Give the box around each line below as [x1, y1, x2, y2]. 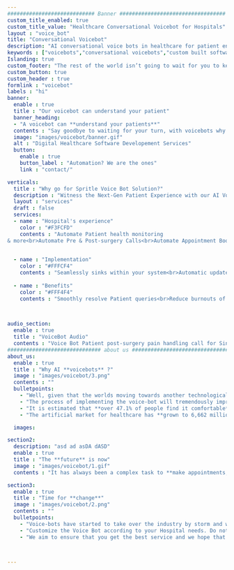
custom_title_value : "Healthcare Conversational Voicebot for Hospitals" [7, 23, 226, 30]
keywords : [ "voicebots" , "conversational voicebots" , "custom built [7, 50, 208, 57]
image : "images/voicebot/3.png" [13, 372, 111, 379]
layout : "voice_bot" [7, 29, 70, 37]
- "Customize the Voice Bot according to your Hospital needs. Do [19, 527, 217, 534]
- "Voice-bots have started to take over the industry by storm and [19, 520, 223, 527]
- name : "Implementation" [13, 256, 92, 263]
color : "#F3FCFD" [19, 224, 73, 231]
